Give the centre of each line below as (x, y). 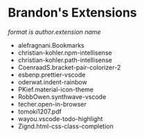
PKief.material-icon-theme (56, 89)
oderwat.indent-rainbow (52, 82)
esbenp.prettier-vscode (52, 75)
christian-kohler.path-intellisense (65, 60)
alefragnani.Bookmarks (51, 45)
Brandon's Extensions (72, 13)
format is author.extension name (54, 32)
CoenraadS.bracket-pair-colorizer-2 (69, 67)
